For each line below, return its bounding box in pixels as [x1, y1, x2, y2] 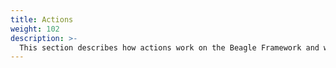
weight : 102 [10, 24, 60, 34]
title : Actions [10, 14, 74, 25]
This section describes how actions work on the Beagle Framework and [19, 42, 320, 53]
